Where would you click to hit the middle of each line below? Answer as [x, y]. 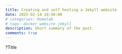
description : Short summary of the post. [50, 28]
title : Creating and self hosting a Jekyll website [61, 10]
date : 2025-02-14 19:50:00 [34, 14]
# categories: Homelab [29, 19]
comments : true [21, 33]
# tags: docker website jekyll [38, 24]
